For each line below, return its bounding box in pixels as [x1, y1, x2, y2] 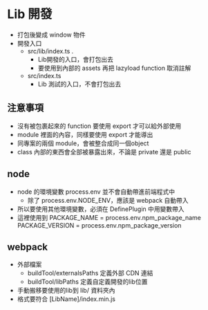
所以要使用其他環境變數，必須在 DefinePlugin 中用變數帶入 [17, 205, 185, 213]
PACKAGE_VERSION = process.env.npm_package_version [17, 221, 182, 229]
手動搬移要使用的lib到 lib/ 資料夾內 [17, 286, 115, 295]
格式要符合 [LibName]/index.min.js [17, 295, 116, 303]
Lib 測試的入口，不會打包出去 [37, 80, 122, 88]
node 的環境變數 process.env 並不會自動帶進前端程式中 [17, 188, 176, 196]
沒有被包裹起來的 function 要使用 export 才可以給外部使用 [17, 122, 182, 130]
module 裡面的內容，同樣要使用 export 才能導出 [17, 130, 153, 138]
